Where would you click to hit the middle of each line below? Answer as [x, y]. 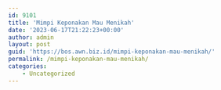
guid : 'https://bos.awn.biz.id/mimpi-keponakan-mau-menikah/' [112, 52]
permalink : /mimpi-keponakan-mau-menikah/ [78, 59]
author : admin [31, 37]
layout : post [29, 45]
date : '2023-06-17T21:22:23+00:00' [66, 30]
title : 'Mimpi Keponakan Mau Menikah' [71, 23]
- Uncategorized [49, 74]
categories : [27, 67]
